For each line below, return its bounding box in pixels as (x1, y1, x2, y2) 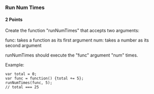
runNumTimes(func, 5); (5, 80, 52, 85)
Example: (5, 62, 24, 68)
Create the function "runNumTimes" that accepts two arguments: (5, 27, 139, 33)
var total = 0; (5, 71, 37, 76)
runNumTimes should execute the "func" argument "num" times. (5, 52, 138, 58)
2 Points (5, 16, 23, 22)
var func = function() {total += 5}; (5, 76, 84, 81)
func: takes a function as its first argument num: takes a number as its (5, 37, 149, 43)
